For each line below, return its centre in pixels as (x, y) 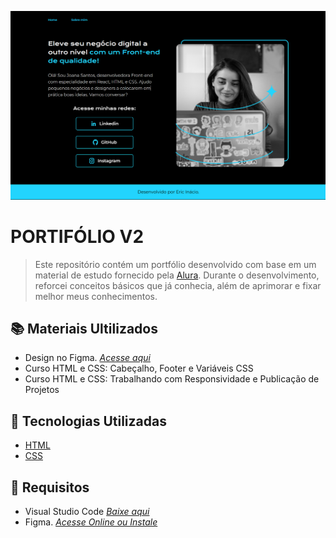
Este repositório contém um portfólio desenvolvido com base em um (175, 264)
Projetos (42, 390)
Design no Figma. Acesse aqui (87, 358)
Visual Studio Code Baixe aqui (87, 512)
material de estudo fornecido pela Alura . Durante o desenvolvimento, (177, 275)
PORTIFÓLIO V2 (77, 236)
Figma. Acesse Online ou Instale (91, 522)
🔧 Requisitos (50, 487)
